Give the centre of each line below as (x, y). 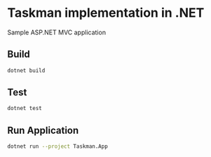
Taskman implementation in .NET (106, 13)
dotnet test (25, 109)
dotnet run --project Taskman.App (58, 146)
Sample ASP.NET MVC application (57, 32)
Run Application (43, 130)
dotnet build (26, 70)
